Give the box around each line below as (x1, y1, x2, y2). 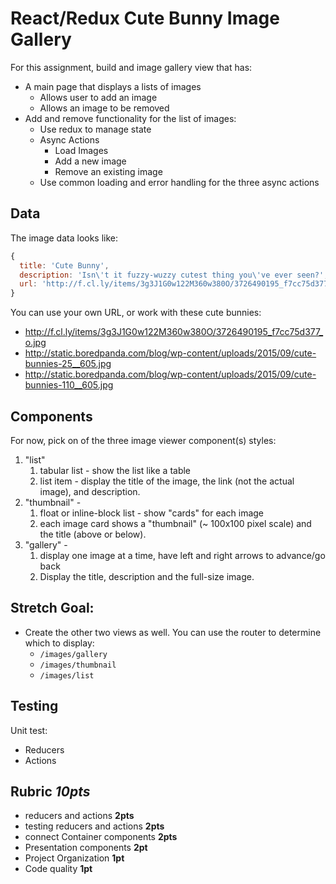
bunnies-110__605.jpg (24, 379, 114, 391)
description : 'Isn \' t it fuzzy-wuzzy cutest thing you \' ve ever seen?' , (19, 270, 329, 280)
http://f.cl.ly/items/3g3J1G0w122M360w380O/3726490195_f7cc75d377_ (24, 326, 324, 338)
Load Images (54, 144, 109, 156)
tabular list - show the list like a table (39, 464, 192, 476)
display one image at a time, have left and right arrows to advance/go (39, 549, 326, 561)
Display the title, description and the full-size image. (39, 570, 255, 582)
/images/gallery (39, 649, 108, 659)
